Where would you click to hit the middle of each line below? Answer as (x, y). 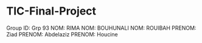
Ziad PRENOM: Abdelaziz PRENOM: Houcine (62, 34)
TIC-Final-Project (51, 11)
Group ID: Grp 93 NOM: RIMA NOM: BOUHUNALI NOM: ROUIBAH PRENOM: (101, 28)
